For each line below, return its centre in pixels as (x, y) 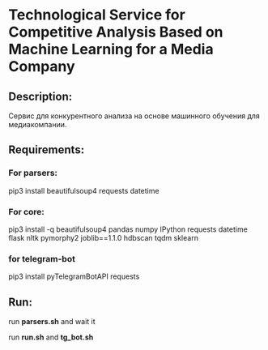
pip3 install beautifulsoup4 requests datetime (84, 190)
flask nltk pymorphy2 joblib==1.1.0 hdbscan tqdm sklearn (103, 237)
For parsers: (33, 173)
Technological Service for (97, 15)
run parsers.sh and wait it (52, 322)
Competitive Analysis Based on (116, 32)
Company (42, 67)
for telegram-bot (42, 258)
